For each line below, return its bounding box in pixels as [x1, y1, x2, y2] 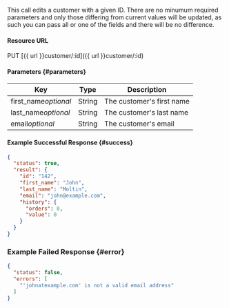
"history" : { [19, 198, 57, 206]
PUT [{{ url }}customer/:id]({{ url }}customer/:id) [7, 52, 144, 60]
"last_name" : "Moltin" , [19, 186, 88, 193]
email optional [10, 119, 55, 128]
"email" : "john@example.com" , [19, 192, 107, 199]
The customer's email [104, 119, 175, 128]
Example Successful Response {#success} [7, 138, 133, 146]
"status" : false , [13, 269, 63, 276]
